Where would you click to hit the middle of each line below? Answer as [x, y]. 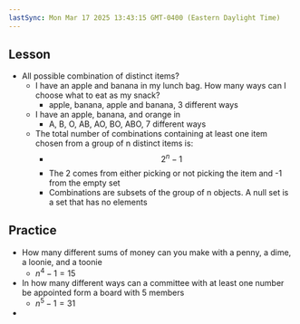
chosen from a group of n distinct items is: [114, 143]
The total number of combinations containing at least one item [151, 134]
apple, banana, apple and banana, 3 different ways [144, 105]
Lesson [29, 55]
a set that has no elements [98, 202]
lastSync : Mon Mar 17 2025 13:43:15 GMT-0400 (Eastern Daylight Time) [145, 18]
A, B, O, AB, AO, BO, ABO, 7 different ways [127, 124]
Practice [33, 230]
